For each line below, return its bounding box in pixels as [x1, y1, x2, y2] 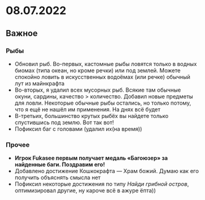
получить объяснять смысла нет [14, 174, 101, 181]
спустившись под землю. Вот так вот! [14, 119, 114, 126]
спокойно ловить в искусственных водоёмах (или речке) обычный [14, 73, 191, 80]
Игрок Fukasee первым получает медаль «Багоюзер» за [14, 154, 168, 162]
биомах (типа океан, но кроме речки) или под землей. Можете [14, 67, 181, 74]
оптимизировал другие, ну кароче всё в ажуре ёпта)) [14, 187, 156, 194]
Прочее [6, 140, 30, 149]
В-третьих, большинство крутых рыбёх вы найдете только [14, 112, 169, 119]
